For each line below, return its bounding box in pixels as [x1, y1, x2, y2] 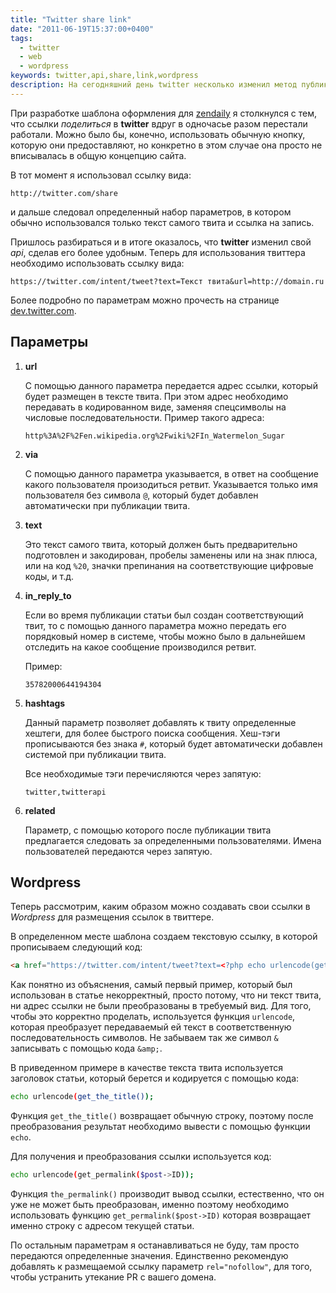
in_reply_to [24, 589, 72, 601]
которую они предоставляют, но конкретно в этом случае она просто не [10, 139, 323, 151]
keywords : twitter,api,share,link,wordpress [10, 71, 199, 81]
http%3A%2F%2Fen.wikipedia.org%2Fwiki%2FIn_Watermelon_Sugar [24, 431, 286, 441]
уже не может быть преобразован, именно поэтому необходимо [10, 1199, 290, 1210]
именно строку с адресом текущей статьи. [10, 1220, 195, 1231]
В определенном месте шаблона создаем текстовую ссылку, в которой [10, 931, 318, 943]
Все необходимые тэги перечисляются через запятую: [24, 767, 262, 780]
